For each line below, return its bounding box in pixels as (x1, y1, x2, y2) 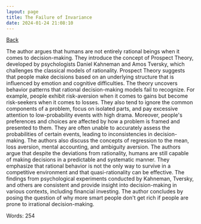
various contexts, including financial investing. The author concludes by (6, 188, 184, 195)
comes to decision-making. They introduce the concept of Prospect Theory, (6, 55, 194, 62)
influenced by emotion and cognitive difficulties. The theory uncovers (6, 80, 178, 87)
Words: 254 (6, 212, 35, 219)
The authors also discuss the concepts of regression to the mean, (27, 137, 190, 144)
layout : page (6, 8, 39, 15)
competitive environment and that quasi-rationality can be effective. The (6, 169, 185, 176)
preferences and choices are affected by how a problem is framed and (6, 118, 181, 125)
